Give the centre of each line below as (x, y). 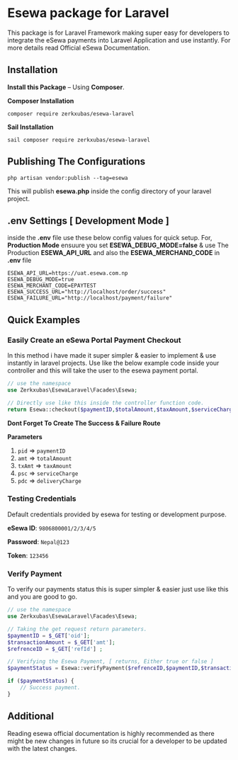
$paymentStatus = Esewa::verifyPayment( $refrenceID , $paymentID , (104, 668)
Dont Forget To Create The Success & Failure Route (84, 423)
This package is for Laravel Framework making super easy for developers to (119, 33)
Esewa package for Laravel (88, 13)
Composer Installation (41, 101)
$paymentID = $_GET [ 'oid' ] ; (49, 635)
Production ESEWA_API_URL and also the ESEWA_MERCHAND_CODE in (114, 253)
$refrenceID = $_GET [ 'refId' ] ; (55, 649)
